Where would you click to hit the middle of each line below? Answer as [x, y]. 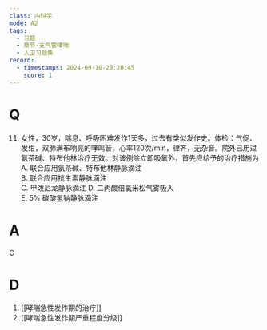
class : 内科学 [31, 16]
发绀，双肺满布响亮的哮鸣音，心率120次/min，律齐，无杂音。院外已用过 [139, 148]
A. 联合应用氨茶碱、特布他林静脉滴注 [81, 168]
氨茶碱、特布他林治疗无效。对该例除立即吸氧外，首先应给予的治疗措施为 [139, 157]
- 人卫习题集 [35, 53]
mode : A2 [24, 23]
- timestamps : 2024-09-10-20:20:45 [76, 68]
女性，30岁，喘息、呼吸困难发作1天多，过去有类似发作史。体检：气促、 [138, 137]
